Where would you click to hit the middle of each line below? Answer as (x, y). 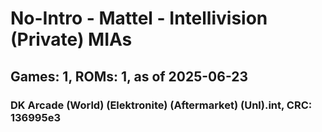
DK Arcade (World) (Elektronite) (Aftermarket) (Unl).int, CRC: (161, 105)
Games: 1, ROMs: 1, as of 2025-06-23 (129, 76)
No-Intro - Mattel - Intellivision (139, 18)
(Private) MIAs (71, 39)
